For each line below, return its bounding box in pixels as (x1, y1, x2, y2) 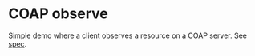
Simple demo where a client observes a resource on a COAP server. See (8, 31, 247, 40)
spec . (8, 39, 27, 48)
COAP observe (8, 5, 108, 23)
